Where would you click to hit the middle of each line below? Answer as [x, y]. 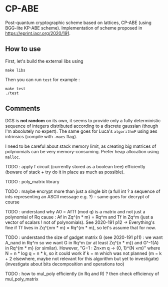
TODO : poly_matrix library [32, 181]
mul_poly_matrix [22, 279]
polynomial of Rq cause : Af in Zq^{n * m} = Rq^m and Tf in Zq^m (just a [79, 217]
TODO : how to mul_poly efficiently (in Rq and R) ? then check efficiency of [82, 273]
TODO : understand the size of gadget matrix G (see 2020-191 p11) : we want [84, 237]
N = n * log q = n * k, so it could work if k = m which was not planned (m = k [83, 253]
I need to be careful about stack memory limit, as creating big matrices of [81, 146]
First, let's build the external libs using [44, 61]
